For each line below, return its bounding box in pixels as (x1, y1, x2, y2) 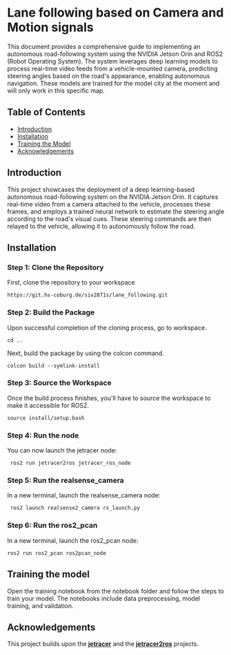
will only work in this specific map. (7, 86, 106, 95)
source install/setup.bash (7, 415, 85, 421)
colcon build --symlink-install (7, 362, 100, 369)
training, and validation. (7, 601, 74, 609)
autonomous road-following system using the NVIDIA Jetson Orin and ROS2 (7, 50, 223, 58)
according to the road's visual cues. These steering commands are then (7, 214, 212, 222)
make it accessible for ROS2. (7, 401, 90, 409)
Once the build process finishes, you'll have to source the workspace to (7, 394, 211, 402)
